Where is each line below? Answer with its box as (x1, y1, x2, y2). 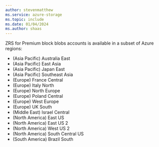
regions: (5, 46, 23, 52)
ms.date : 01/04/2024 (5, 21, 49, 27)
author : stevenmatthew (5, 7, 53, 13)
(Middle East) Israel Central (12, 109, 70, 116)
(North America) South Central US (12, 131, 84, 137)
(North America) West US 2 (12, 125, 70, 132)
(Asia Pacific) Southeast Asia (12, 71, 73, 78)
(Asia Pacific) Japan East (12, 66, 65, 72)
